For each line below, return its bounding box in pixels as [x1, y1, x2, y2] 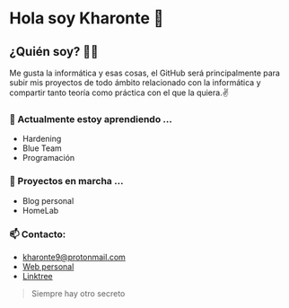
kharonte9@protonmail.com [22, 251, 126, 262]
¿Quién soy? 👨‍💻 [9, 44, 99, 59]
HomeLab [22, 205, 59, 216]
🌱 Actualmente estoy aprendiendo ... [9, 112, 172, 125]
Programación [22, 153, 75, 163]
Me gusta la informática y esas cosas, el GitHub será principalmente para [9, 67, 281, 78]
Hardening [22, 134, 62, 145]
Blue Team [22, 143, 63, 154]
